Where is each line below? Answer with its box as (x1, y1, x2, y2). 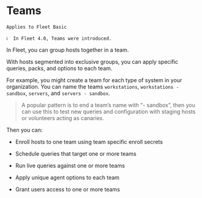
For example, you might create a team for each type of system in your (6, 76, 182, 83)
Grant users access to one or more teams (15, 185, 121, 193)
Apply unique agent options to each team (15, 173, 120, 181)
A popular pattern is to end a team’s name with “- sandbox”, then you (21, 101, 196, 109)
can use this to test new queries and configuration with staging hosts (21, 108, 196, 115)
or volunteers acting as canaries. (21, 114, 105, 121)
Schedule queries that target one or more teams (15, 150, 137, 157)
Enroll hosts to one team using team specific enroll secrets (15, 138, 163, 145)
